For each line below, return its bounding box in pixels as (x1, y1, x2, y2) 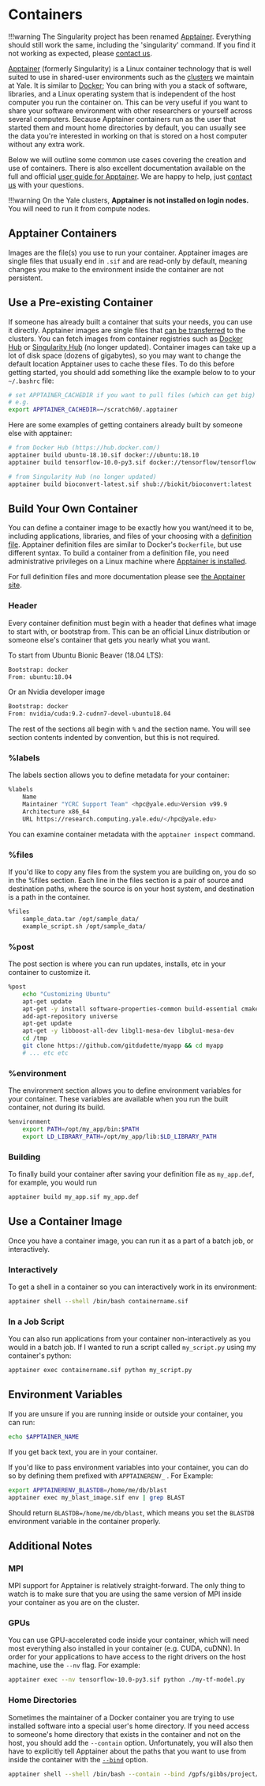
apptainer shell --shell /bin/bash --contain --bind (8, 1770, 185, 1778)
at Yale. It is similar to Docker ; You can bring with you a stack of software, (8, 81, 248, 90)
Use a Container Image (8, 1215, 123, 1228)
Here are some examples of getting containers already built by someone (8, 420, 243, 430)
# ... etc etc (22, 1048, 69, 1057)
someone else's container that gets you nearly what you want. (8, 635, 211, 644)
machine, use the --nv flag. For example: (8, 1660, 140, 1670)
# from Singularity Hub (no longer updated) (8, 472, 157, 480)
